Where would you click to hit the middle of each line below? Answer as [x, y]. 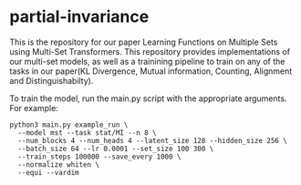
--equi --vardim [48, 172]
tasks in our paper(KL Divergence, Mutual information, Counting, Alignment [151, 71]
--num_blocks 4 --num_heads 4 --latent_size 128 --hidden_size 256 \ [152, 140]
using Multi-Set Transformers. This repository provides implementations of [150, 51]
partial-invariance [79, 17]
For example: [34, 108]
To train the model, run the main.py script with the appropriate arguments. [148, 98]
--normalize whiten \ [59, 164]
